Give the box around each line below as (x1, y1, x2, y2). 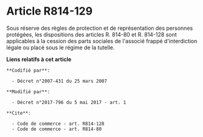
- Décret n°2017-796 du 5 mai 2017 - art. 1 (12, 99, 126, 105)
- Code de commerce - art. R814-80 (12, 126, 102, 132)
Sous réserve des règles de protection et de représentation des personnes (6, 24, 193, 32)
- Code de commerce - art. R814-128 (12, 121, 105, 127)
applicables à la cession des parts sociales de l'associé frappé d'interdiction (6, 37, 198, 44)
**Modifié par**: (6, 88, 50, 95)
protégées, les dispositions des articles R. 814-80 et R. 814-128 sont (6, 30, 177, 38)
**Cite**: (6, 110, 32, 116)
